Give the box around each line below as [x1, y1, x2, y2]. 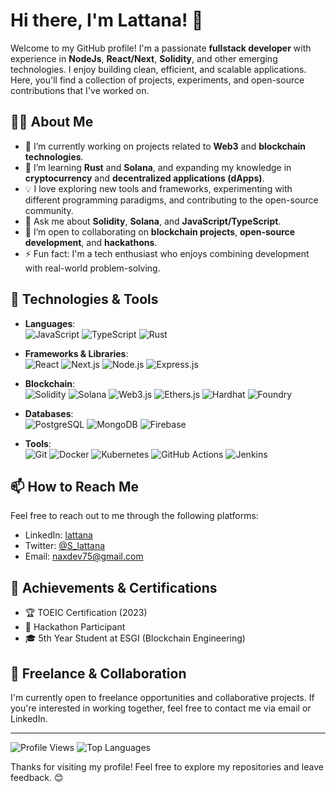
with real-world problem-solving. [24, 262, 161, 274]
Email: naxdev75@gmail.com [24, 550, 144, 563]
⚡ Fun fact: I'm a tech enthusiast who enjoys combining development [24, 247, 310, 259]
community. [24, 204, 74, 216]
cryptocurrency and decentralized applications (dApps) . [24, 172, 265, 184]
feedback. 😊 [10, 772, 64, 783]
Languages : [24, 317, 76, 329]
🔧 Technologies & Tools [10, 291, 159, 308]
